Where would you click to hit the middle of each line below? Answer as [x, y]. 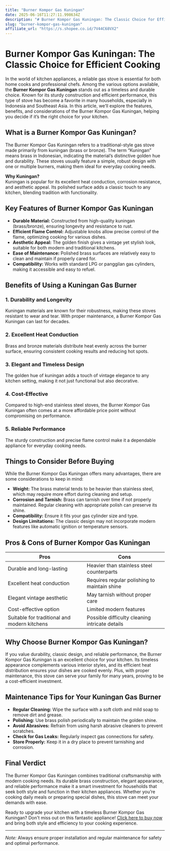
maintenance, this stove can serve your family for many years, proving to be [84, 676]
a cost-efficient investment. [34, 681]
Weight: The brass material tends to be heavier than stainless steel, [83, 489]
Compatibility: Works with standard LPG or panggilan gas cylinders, [84, 264]
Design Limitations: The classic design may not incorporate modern [84, 521]
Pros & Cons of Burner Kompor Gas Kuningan [78, 542]
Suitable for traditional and [39, 618]
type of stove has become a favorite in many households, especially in [79, 101]
